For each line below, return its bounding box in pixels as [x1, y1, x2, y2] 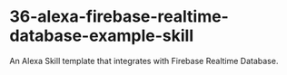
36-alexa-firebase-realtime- [9, 6, 229, 27]
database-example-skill [9, 25, 194, 46]
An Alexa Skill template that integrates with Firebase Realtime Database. [9, 55, 279, 66]
